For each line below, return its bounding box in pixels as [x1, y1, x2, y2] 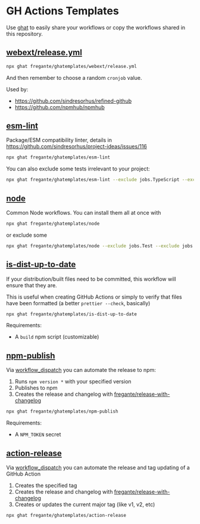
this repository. [6, 30, 43, 37]
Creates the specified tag [14, 482, 77, 489]
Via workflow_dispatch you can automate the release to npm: [6, 367, 156, 374]
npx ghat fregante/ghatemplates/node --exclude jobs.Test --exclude [6, 243, 180, 249]
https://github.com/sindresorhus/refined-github [14, 97, 132, 104]
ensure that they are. [6, 281, 58, 289]
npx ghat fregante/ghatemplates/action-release [6, 512, 127, 518]
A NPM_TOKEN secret [14, 431, 61, 438]
